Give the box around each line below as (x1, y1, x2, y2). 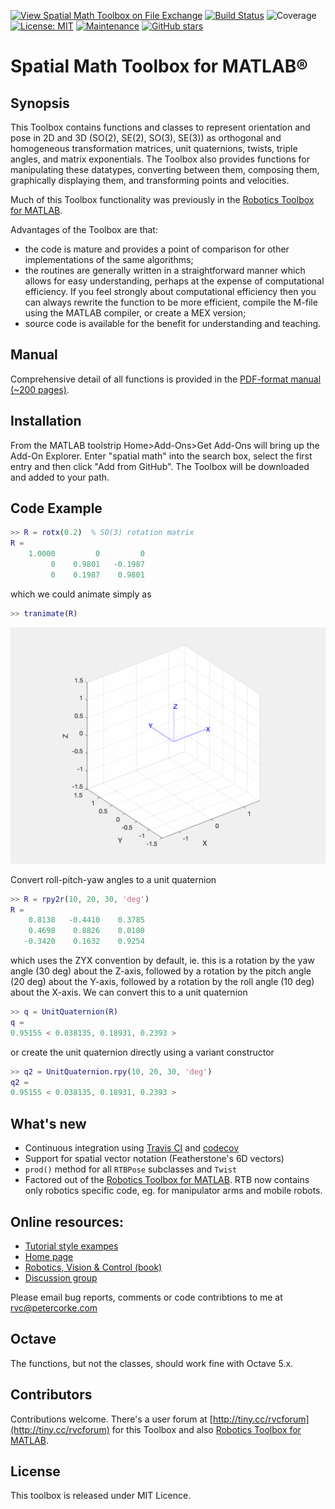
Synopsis (10, 95, 70, 112)
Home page (24, 1250, 74, 1262)
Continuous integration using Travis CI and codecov (24, 1142, 240, 1154)
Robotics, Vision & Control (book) (24, 1261, 163, 1273)
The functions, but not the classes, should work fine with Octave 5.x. (10, 1357, 294, 1369)
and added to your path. (10, 471, 110, 483)
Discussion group (24, 1271, 98, 1284)
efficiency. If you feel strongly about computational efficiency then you (24, 286, 317, 297)
